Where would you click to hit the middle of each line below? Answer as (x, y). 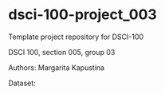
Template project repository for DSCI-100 (76, 37)
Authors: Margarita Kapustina (57, 67)
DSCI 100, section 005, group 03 (62, 52)
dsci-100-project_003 (82, 15)
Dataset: (22, 83)
